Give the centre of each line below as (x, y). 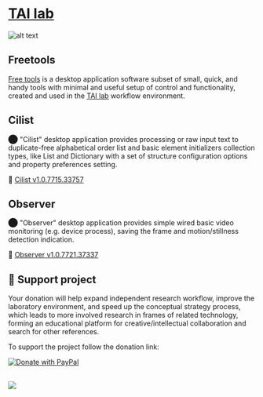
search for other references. (54, 332)
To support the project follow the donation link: (84, 347)
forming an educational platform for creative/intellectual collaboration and (127, 323)
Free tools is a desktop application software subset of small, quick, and (123, 78)
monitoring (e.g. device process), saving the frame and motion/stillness (124, 231)
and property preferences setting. (63, 164)
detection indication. (41, 239)
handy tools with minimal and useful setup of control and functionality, (122, 87)
